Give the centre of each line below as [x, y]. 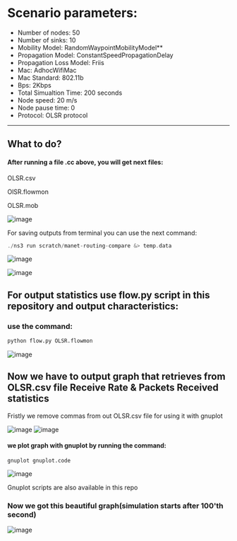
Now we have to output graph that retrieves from [116, 377]
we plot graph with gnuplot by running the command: [87, 446]
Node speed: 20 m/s [47, 100]
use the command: [40, 326]
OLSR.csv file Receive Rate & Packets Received [113, 388]
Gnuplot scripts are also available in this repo [73, 487]
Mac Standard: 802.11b [50, 77]
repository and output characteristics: [93, 306]
